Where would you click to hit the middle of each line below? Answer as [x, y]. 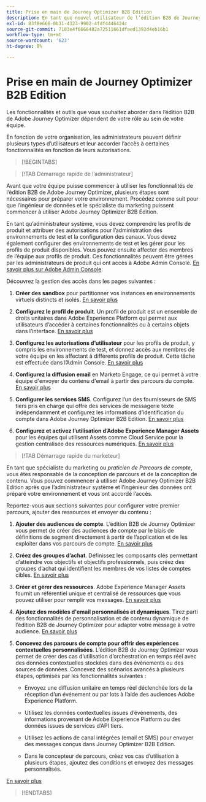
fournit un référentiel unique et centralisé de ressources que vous [98, 593]
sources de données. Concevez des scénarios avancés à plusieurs [100, 669]
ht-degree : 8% [25, 47]
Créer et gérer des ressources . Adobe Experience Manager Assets [100, 587]
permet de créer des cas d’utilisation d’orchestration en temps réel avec [106, 656]
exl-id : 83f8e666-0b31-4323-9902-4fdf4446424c [67, 23]
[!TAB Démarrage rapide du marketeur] [71, 455]
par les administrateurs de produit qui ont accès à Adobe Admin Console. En [103, 263]
